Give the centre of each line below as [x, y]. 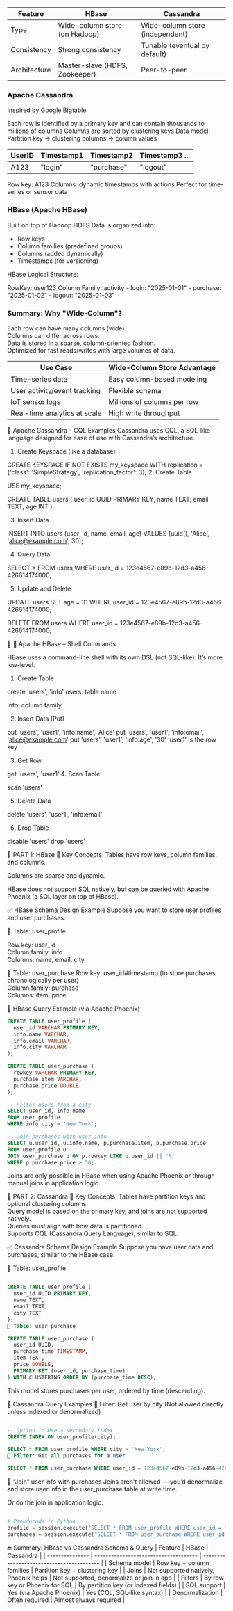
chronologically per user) [43, 980]
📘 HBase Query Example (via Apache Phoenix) [74, 1009]
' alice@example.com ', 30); [45, 540]
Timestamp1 [62, 156]
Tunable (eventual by [175, 46]
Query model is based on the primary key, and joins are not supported [107, 1211]
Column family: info [35, 952]
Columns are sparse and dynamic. [56, 875]
